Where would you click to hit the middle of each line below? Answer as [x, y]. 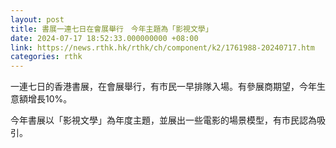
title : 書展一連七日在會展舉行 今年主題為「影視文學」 [111, 29]
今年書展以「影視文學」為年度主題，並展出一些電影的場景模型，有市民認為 [163, 120]
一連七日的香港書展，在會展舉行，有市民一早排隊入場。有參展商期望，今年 [163, 87]
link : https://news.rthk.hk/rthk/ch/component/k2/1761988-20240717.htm [162, 47]
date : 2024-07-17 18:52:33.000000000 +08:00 [104, 38]
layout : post [37, 19]
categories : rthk [46, 57]
